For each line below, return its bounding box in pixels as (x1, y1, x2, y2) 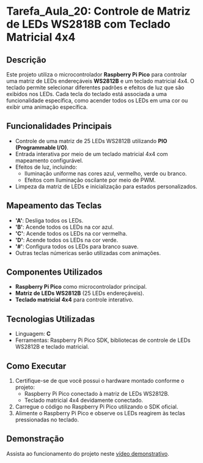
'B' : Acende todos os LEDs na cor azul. (15, 223, 114, 231)
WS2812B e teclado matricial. (15, 343, 90, 350)
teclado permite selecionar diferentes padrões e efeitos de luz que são (6, 84, 185, 91)
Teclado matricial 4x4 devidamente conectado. (24, 396, 144, 404)
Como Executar (6, 361, 67, 371)
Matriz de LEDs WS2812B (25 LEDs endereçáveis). (15, 289, 145, 297)
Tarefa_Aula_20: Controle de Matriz (6, 4, 191, 18)
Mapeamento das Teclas (6, 201, 102, 211)
